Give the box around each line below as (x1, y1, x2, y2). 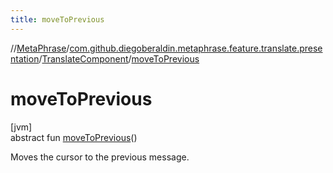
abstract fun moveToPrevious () (10, 131, 138, 143)
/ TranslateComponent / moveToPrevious (38, 52, 200, 65)
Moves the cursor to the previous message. (10, 151, 190, 163)
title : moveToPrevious (10, 14, 105, 25)
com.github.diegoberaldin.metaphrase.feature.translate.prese (69, 42, 323, 54)
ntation (10, 52, 40, 65)
